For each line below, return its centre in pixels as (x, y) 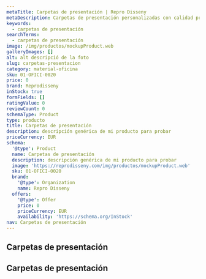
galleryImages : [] (30, 52)
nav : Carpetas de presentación (46, 223)
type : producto (26, 120)
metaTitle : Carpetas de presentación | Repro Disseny (77, 12)
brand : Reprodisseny (33, 86)
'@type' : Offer (37, 199)
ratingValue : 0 (26, 103)
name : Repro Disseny (44, 188)
